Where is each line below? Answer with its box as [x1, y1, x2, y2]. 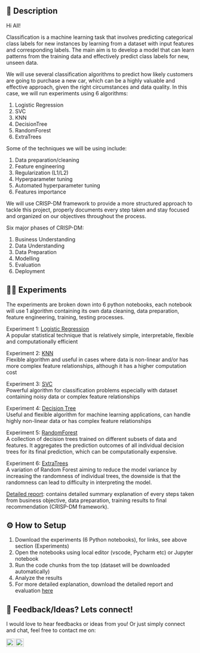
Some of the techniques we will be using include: [6, 144, 127, 152]
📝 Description [6, 6, 58, 16]
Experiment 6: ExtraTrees [6, 459, 69, 467]
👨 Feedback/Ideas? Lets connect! [6, 604, 133, 615]
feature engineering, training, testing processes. [6, 313, 125, 321]
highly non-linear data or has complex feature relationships [6, 417, 152, 424]
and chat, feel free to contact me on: [6, 627, 96, 634]
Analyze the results [14, 575, 63, 582]
